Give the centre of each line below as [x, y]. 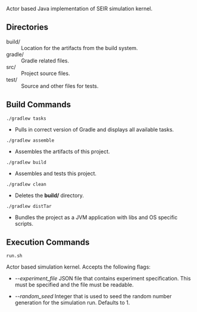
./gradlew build [26, 162]
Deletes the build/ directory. [49, 195]
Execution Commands [48, 243]
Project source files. [46, 73]
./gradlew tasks [26, 118]
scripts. [24, 223]
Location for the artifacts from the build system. [79, 48]
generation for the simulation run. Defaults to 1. [72, 302]
